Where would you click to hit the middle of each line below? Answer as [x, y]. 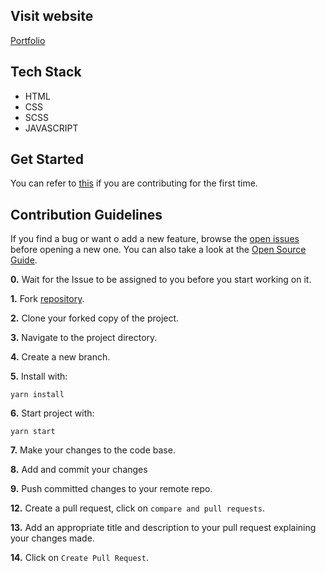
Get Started [47, 159]
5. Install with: [39, 376]
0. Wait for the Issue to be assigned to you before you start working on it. [161, 280]
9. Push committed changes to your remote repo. [111, 489]
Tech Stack [46, 72]
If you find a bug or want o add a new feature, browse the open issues [155, 239]
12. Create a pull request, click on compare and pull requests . [137, 508]
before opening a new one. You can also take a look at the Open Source [158, 250]
